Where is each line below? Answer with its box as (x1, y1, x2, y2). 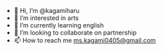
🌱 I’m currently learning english (13, 21, 104, 29)
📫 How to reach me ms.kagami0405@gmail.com (13, 37, 156, 44)
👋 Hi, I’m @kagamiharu (13, 7, 80, 14)
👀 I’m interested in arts (13, 14, 79, 22)
